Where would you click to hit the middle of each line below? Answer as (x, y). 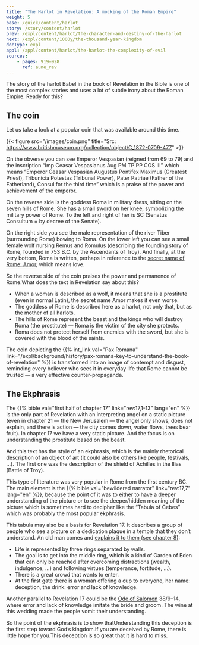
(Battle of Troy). (25, 470)
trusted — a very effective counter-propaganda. (65, 375)
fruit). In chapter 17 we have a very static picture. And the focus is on (90, 433)
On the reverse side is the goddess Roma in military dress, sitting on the (94, 202)
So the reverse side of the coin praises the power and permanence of (91, 276)
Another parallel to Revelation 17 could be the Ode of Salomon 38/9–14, (93, 599)
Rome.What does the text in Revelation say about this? (73, 282)
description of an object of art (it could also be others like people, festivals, (98, 457)
